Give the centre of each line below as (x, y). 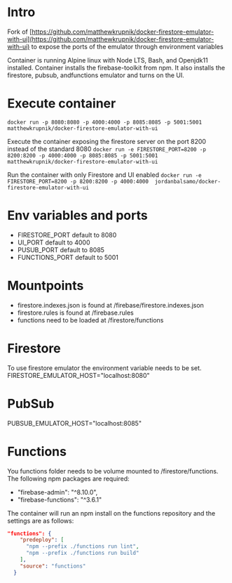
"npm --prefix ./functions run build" (82, 553)
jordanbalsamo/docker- (187, 181)
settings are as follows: (41, 520)
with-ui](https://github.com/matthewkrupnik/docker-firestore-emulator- (111, 39)
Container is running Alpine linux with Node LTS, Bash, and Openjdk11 (108, 60)
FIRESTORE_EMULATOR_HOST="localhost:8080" (79, 375)
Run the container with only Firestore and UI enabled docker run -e (104, 175)
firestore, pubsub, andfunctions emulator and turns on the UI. (96, 75)
